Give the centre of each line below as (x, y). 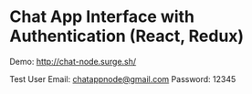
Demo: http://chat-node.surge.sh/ (73, 61)
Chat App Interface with (102, 17)
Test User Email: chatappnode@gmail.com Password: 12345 (123, 78)
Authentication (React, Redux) (127, 36)
